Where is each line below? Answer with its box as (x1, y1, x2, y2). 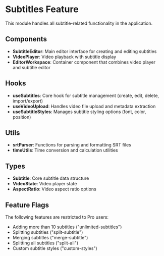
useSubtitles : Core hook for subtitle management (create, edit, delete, (12, 92, 159, 98)
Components (5, 35, 47, 43)
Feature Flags (5, 200, 49, 209)
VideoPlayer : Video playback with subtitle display (12, 54, 117, 60)
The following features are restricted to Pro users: (5, 214, 109, 220)
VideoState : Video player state (12, 181, 77, 187)
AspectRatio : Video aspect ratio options (12, 186, 97, 192)
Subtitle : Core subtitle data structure (12, 175, 89, 181)
